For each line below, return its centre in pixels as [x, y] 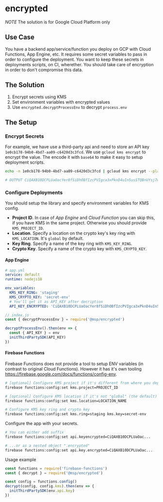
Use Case [20, 37]
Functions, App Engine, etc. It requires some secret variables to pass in [76, 54]
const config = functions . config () [41, 482]
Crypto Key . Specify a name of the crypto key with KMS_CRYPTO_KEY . [79, 249]
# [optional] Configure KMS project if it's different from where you [78, 383]
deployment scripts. [25, 162]
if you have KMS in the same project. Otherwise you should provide [79, 223]
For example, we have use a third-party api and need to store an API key [77, 147]
